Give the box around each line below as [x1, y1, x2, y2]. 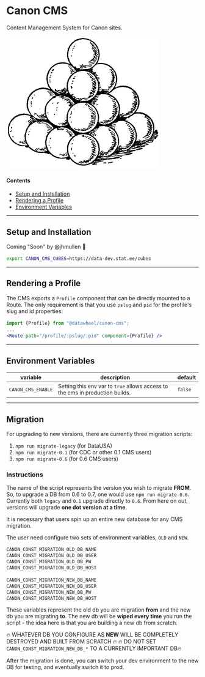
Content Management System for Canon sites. [6, 24, 123, 31]
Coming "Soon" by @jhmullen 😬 [6, 243, 87, 250]
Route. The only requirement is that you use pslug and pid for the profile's [6, 301, 192, 308]
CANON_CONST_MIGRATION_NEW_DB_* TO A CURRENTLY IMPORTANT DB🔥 [6, 645, 182, 652]
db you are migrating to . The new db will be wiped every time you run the [6, 613, 192, 620]
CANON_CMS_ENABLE [9, 387, 53, 393]
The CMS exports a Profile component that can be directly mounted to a [6, 294, 190, 302]
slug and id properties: [6, 307, 63, 315]
